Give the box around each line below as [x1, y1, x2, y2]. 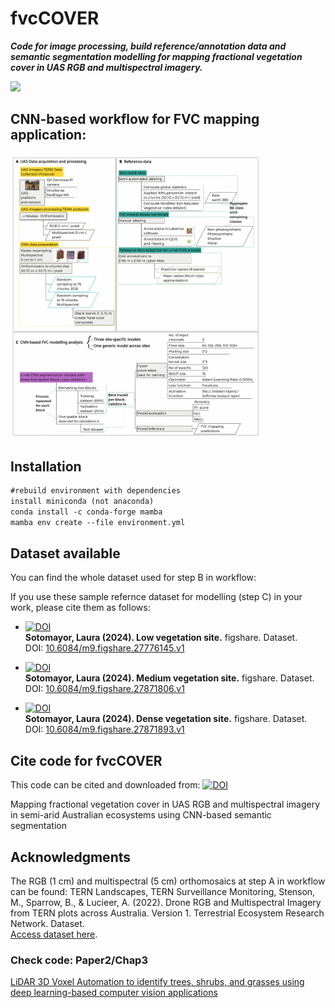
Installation [10, 458, 82, 475]
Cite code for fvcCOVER [10, 752, 163, 769]
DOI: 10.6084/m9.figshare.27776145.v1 [24, 642, 185, 654]
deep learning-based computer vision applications [10, 987, 218, 999]
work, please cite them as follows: [10, 602, 151, 614]
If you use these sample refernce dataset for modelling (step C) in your [10, 591, 303, 603]
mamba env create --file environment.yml [10, 517, 186, 527]
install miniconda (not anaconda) [10, 497, 155, 507]
